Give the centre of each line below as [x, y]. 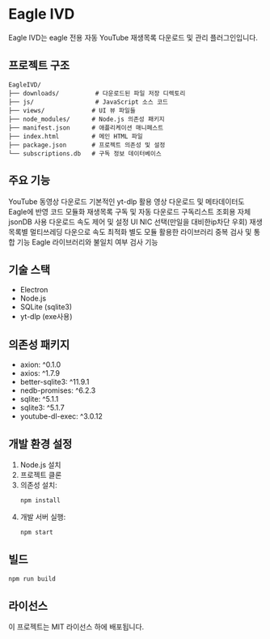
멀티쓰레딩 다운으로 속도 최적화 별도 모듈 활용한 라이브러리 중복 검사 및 [141, 232]
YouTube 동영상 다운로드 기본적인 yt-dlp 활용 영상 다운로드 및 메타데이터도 [127, 201]
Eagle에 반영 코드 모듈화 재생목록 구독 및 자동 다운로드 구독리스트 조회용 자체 [130, 211]
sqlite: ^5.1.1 [39, 399]
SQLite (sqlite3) [46, 307]
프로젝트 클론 [41, 475]
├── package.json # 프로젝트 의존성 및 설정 [87, 145]
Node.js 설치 [40, 465]
